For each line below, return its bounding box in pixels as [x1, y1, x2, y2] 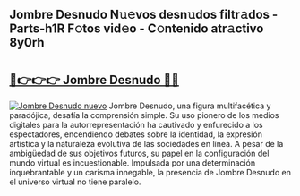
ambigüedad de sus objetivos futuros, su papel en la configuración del [9, 148, 270, 158]
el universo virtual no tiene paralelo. [9, 176, 141, 187]
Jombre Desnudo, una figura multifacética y [108, 100, 271, 111]
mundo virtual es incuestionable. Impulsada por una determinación [9, 158, 256, 168]
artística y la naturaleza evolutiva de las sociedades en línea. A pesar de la [9, 139, 284, 149]
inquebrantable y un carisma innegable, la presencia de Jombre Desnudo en [9, 167, 291, 177]
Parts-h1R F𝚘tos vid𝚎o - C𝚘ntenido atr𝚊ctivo [9, 21, 264, 37]
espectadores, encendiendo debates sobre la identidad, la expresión [9, 129, 262, 140]
